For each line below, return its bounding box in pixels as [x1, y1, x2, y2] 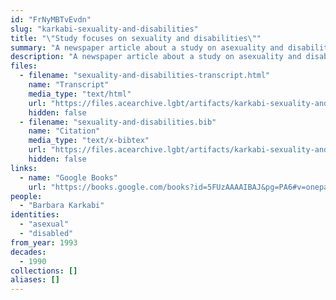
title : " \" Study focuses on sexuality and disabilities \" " [10, 33, 262, 43]
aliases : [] [10, 275, 60, 285]
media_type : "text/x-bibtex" [28, 136, 150, 146]
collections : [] [10, 266, 78, 276]
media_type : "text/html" [28, 89, 132, 99]
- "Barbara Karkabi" [19, 201, 105, 211]
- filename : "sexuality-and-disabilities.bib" [19, 117, 217, 127]
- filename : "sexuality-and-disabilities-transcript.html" [19, 71, 271, 81]
